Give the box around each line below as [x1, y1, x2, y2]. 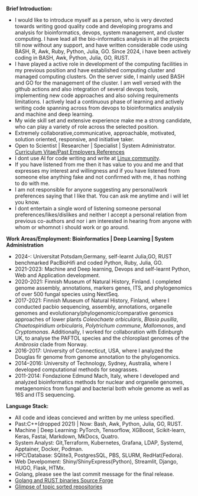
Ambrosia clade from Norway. [14, 341, 88, 348]
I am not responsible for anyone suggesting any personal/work [14, 186, 168, 193]
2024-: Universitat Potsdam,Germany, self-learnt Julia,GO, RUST [14, 253, 173, 260]
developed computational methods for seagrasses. [14, 366, 139, 373]
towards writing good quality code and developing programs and [14, 23, 173, 30]
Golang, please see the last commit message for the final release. [14, 471, 174, 478]
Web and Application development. [14, 272, 100, 278]
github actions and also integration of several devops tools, [14, 86, 159, 92]
